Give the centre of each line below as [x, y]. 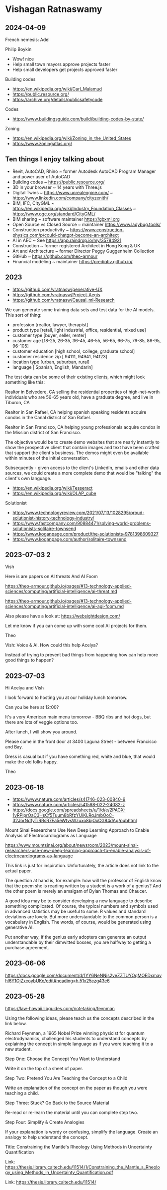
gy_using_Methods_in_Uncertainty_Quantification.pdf [59, 1172]
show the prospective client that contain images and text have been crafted [83, 447]
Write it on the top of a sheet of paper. [44, 1068]
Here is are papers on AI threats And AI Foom [51, 577]
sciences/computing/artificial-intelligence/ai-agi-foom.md [65, 606]
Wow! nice [23, 59]
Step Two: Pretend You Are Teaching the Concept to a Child [66, 1078]
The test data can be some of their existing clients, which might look [75, 377]
